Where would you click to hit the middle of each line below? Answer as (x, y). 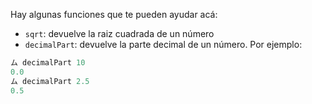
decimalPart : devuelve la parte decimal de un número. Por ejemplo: (163, 44)
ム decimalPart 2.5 (50, 81)
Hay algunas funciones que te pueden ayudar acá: (114, 14)
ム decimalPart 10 (48, 63)
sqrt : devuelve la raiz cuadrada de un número (119, 33)
